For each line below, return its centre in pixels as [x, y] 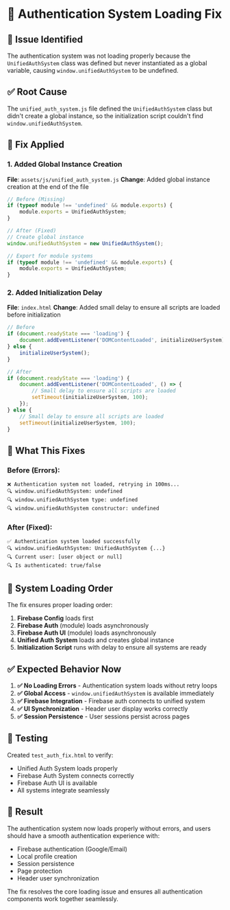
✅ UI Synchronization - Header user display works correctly [102, 709]
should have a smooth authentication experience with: [84, 835]
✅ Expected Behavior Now [64, 669]
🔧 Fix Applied [36, 145]
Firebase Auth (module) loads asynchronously [83, 626]
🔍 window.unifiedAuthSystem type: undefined [73, 500]
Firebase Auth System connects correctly [76, 775]
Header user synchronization [58, 878]
